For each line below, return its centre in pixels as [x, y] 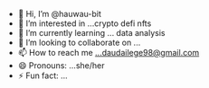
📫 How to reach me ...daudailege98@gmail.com [109, 53]
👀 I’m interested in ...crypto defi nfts [85, 23]
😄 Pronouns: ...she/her [61, 66]
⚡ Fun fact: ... [43, 75]
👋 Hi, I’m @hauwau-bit [59, 14]
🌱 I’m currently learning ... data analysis [91, 33]
